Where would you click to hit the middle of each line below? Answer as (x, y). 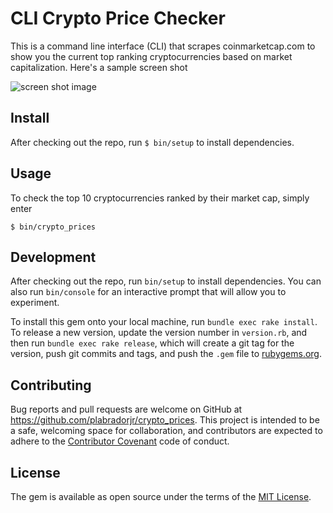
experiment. (35, 303)
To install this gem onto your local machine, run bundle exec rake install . (164, 322)
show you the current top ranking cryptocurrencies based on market (151, 56)
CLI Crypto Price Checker (118, 18)
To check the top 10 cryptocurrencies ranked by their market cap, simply (160, 198)
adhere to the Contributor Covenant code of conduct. (120, 441)
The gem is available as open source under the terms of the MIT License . (161, 496)
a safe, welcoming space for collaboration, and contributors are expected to (166, 431)
